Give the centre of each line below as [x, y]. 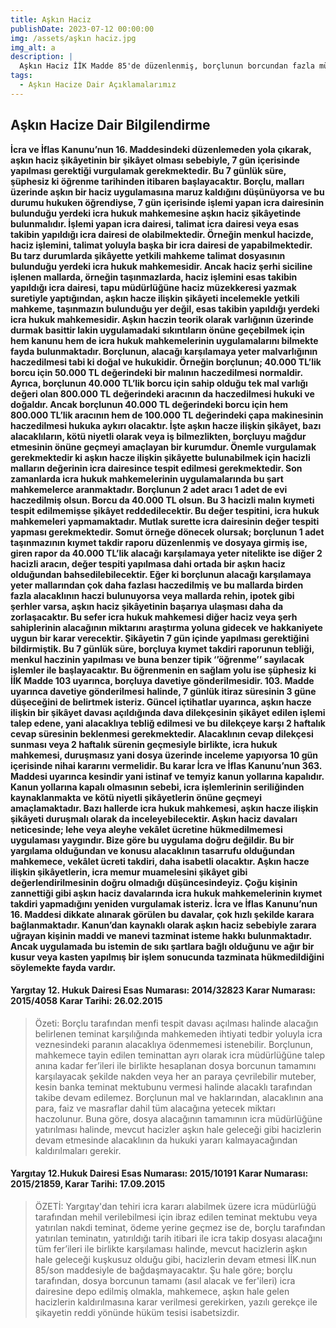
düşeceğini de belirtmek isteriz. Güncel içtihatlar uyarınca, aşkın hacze [161, 702]
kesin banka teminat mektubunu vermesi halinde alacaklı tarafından [173, 1087]
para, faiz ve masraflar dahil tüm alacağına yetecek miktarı [155, 1108]
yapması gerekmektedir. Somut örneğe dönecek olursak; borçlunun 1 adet [167, 532]
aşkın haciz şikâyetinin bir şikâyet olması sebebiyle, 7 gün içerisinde [155, 160]
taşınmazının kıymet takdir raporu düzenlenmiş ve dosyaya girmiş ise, [159, 542]
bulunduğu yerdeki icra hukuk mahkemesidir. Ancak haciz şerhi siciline [161, 266]
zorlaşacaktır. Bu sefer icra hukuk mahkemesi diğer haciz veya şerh [154, 617]
